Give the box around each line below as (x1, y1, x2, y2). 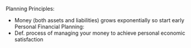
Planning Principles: (5, 5, 55, 12)
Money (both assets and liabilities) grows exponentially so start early (14, 17, 184, 23)
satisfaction (14, 36, 43, 43)
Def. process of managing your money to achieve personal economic (14, 29, 186, 37)
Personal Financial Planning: (14, 23, 85, 30)
